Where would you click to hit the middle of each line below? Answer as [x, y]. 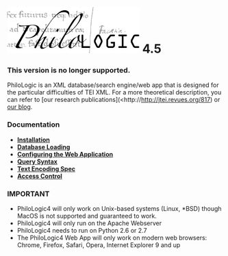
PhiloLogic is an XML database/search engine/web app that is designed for [113, 85]
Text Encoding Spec [46, 168]
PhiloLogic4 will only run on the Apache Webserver [89, 223]
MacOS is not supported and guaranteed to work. [87, 216]
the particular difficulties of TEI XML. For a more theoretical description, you [114, 92]
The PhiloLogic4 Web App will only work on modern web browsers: [112, 238]
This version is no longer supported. [69, 71]
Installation [33, 140]
